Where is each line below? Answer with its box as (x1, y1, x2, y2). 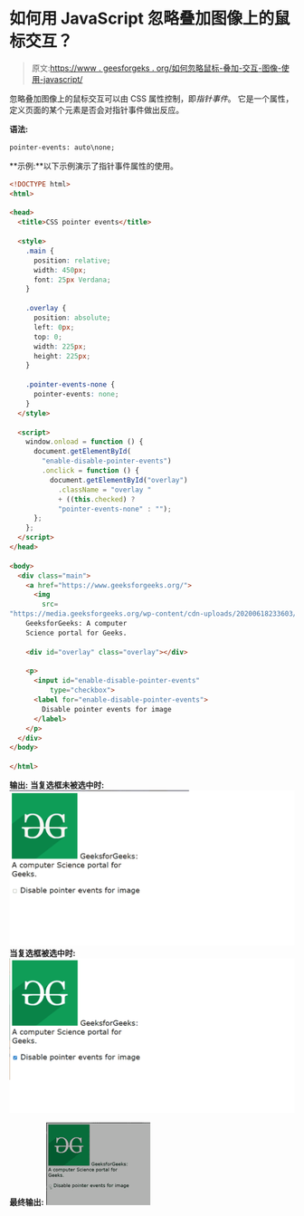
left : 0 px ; (33, 322, 75, 331)
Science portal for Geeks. (25, 628, 128, 637)
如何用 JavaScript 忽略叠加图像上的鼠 (9, 8, 291, 29)
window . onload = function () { (25, 437, 144, 446)
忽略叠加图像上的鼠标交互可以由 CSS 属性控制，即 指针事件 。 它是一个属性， (9, 92, 294, 104)
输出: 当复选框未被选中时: (9, 780, 105, 790)
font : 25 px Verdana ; (33, 275, 111, 284)
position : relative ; (33, 255, 111, 265)
